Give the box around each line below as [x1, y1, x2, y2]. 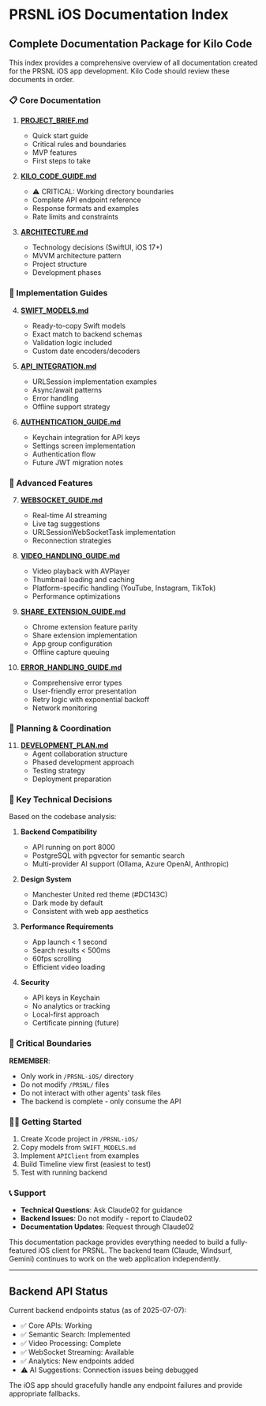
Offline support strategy [32, 401, 111, 412]
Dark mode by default [32, 898, 103, 908]
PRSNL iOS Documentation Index [9, 6, 229, 24]
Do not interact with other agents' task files [20, 1088, 161, 1097]
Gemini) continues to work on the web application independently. [9, 1254, 221, 1264]
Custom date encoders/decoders [32, 346, 140, 355]
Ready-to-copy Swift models [32, 321, 126, 330]
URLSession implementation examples [32, 377, 157, 386]
